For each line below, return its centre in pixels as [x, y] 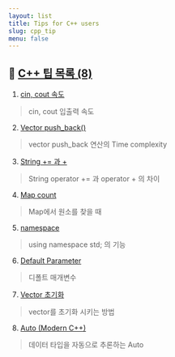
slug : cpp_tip [32, 31]
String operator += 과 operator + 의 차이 [94, 179]
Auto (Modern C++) [53, 328]
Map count [38, 195]
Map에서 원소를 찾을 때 [65, 212]
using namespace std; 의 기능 [77, 244]
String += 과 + [43, 162]
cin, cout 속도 [42, 95]
